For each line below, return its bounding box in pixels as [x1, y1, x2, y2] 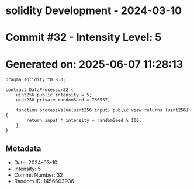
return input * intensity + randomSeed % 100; [26, 118, 142, 124]
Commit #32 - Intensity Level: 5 [5, 31, 162, 44]
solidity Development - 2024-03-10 [5, 4, 182, 17]
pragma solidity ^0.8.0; [5, 77, 66, 83]
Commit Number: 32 [13, 171, 64, 178]
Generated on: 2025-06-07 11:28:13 [5, 57, 183, 71]
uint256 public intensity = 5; [16, 92, 92, 98]
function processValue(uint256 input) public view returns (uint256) [16, 107, 189, 113]
